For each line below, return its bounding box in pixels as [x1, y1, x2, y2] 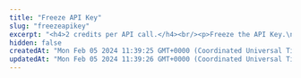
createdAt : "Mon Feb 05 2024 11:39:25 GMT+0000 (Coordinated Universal [9, 47, 282, 56]
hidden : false [9, 38, 63, 48]
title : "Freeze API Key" [9, 13, 102, 22]
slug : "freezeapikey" [9, 22, 90, 30]
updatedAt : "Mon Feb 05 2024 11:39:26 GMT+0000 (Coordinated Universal [9, 55, 282, 64]
